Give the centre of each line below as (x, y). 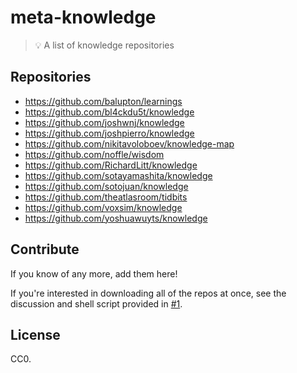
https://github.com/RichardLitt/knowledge (111, 165)
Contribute (45, 249)
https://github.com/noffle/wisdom (94, 154)
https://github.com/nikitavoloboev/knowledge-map (129, 143)
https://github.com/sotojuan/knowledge (106, 186)
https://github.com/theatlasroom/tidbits (106, 197)
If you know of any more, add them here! (94, 273)
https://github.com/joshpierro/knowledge (109, 133)
